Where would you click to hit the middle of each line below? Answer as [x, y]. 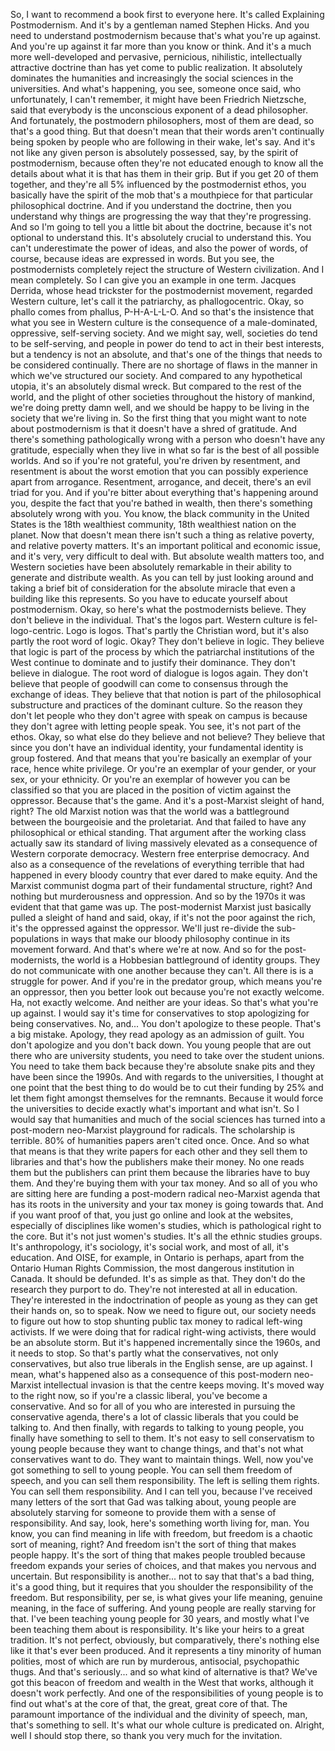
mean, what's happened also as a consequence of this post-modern [151, 1374]
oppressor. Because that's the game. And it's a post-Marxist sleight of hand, [167, 800]
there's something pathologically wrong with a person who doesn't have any [168, 439]
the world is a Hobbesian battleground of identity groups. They [191, 960]
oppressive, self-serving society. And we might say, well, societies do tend [164, 333]
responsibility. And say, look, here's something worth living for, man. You [160, 1523]
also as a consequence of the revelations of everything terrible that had [157, 864]
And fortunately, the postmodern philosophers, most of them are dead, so [162, 120]
